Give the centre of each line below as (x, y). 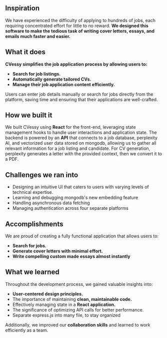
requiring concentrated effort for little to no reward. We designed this (77, 26)
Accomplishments (34, 224)
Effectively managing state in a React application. (64, 304)
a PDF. (12, 159)
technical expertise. (33, 192)
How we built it (29, 115)
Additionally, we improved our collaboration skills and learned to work (78, 324)
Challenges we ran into (42, 175)
